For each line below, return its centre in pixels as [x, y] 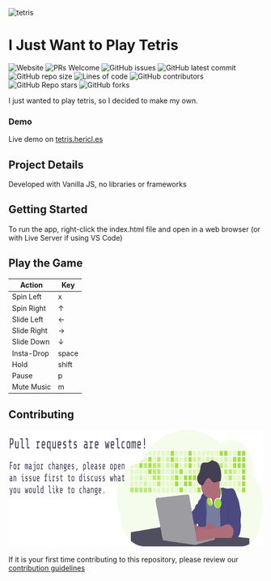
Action [31, 285]
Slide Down [31, 342]
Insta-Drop [31, 353]
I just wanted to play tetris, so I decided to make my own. [103, 100]
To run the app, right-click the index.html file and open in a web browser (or [134, 229]
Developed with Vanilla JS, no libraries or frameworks [98, 184]
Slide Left [28, 319]
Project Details [46, 165]
